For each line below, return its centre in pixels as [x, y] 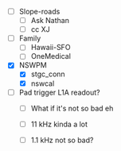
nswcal [43, 83]
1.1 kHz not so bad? [62, 140]
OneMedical [51, 56]
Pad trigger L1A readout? [59, 92]
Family [30, 38]
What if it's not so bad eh [72, 108]
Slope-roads [39, 12]
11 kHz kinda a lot [59, 124]
